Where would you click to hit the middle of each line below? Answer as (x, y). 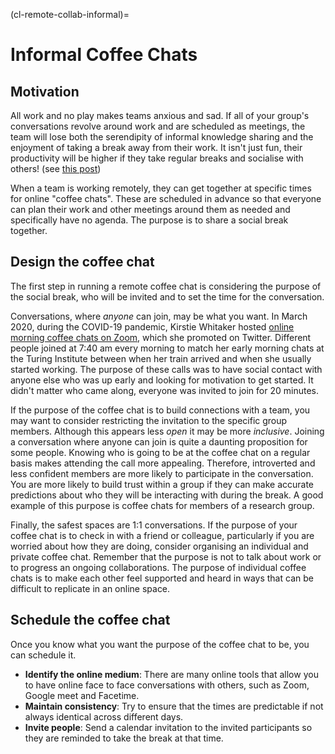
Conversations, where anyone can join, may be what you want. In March (159, 316)
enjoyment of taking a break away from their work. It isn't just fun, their (156, 147)
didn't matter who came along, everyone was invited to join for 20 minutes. (164, 390)
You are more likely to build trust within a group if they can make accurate (162, 484)
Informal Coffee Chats (104, 55)
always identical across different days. (104, 716)
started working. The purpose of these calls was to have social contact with (166, 369)
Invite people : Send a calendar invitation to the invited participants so (168, 727)
